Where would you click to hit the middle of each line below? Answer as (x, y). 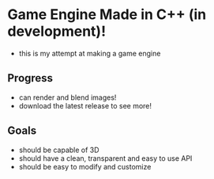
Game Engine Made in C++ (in (107, 15)
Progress (30, 78)
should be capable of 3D (59, 150)
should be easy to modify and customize (85, 166)
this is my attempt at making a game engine (90, 53)
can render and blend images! (68, 97)
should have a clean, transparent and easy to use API (105, 158)
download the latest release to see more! (85, 105)
